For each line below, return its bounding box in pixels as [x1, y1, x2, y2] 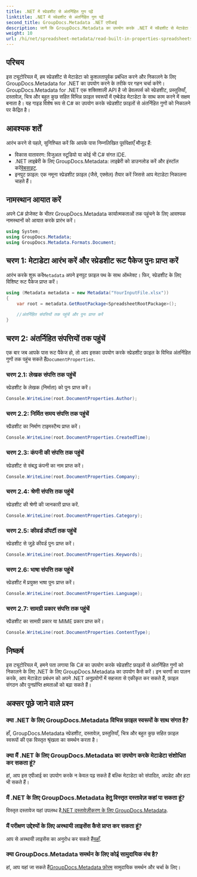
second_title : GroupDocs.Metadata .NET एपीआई [6, 19, 117, 25]
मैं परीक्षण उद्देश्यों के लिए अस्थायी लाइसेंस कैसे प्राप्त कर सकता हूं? [6, 822, 142, 830]
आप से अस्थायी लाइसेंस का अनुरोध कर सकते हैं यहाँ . [6, 835, 101, 842]
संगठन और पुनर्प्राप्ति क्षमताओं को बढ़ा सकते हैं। [6, 681, 92, 688]
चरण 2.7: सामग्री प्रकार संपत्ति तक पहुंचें [6, 604, 90, 613]
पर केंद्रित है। [6, 106, 30, 113]
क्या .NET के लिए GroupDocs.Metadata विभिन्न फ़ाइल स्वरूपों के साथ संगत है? [6, 716, 189, 724]
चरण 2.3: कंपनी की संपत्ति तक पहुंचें [6, 449, 84, 457]
